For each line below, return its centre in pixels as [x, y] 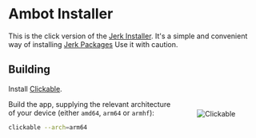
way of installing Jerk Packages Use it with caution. [93, 44]
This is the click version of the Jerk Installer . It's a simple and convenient [128, 36]
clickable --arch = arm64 [48, 127]
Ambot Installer [61, 14]
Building [29, 70]
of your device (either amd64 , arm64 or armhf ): [81, 112]
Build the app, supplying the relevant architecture [90, 104]
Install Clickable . [35, 89]
